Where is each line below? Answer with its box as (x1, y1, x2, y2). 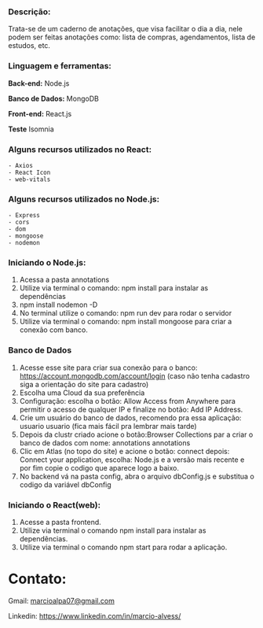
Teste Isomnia (8, 124, 55, 134)
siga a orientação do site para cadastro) (19, 379, 149, 389)
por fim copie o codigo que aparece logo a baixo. (19, 463, 179, 472)
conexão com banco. (19, 325, 89, 334)
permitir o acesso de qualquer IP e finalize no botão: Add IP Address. (19, 405, 243, 414)
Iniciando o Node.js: (8, 257, 86, 268)
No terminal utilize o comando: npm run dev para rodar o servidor (19, 308, 232, 318)
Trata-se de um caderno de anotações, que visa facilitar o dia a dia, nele (8, 24, 243, 34)
